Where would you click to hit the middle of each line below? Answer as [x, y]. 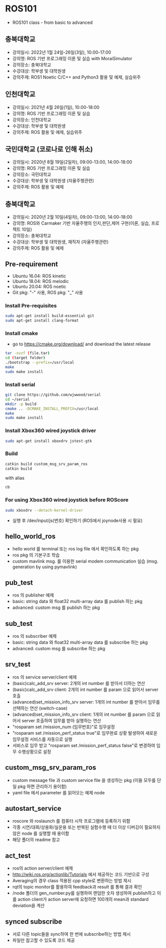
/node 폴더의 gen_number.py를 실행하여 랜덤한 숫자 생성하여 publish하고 [84, 893]
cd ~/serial [17, 399]
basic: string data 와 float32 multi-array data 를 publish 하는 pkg [77, 602]
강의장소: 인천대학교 [32, 119]
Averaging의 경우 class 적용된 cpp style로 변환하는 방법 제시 [72, 881]
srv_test [18, 664]
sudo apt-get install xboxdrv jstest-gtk [49, 441]
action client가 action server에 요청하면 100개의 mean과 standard [83, 899]
